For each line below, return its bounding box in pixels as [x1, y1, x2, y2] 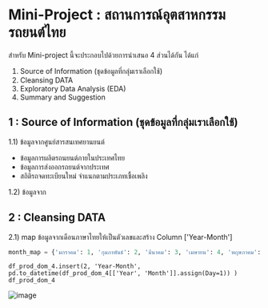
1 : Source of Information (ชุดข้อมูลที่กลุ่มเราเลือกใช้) [8, 115, 238, 129]
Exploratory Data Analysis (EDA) [19, 83, 126, 93]
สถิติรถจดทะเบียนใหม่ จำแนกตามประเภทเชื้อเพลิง [19, 171, 148, 180]
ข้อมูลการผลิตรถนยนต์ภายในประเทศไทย [19, 152, 126, 162]
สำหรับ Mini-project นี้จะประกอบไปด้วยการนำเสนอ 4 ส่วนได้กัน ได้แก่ [8, 50, 198, 59]
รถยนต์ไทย [8, 23, 66, 42]
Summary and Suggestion [19, 92, 106, 102]
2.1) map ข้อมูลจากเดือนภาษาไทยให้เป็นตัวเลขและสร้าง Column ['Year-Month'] [8, 232, 233, 241]
